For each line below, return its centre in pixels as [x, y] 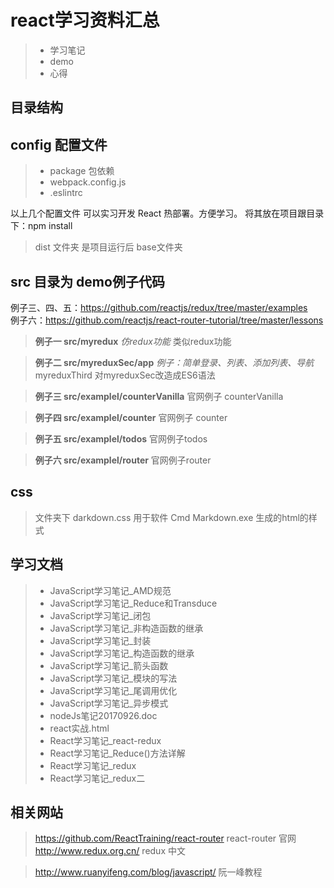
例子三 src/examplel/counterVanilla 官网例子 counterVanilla [159, 396]
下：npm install [41, 226]
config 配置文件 [59, 144]
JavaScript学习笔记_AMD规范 [110, 590]
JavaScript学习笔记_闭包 [100, 615]
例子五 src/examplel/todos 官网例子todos [121, 438]
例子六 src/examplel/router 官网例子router [123, 460]
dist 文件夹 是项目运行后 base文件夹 [108, 247]
